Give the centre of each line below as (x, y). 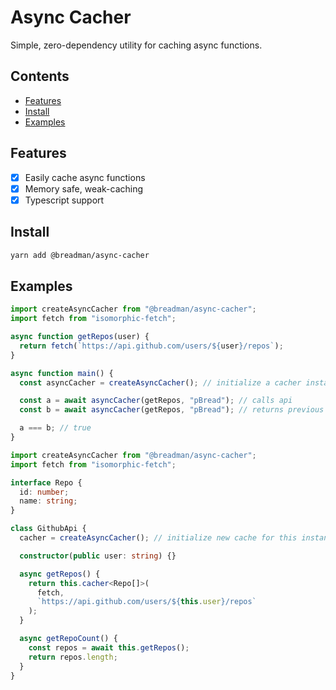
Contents (40, 76)
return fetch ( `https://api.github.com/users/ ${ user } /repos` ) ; (151, 346)
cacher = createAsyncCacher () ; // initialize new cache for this (158, 538)
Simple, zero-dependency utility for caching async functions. (136, 45)
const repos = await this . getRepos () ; (109, 647)
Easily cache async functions (85, 177)
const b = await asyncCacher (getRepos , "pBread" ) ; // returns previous (172, 410)
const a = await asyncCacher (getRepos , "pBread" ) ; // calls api (156, 401)
